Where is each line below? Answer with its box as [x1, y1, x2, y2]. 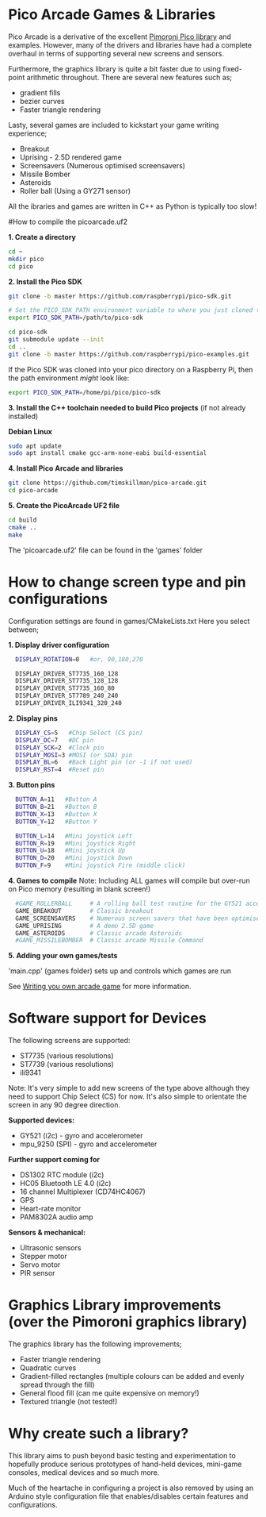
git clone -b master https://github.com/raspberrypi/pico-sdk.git [8, 292, 232, 300]
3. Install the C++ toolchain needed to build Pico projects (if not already [8, 402, 246, 412]
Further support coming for [8, 1155, 101, 1165]
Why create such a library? [8, 1425, 189, 1442]
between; [8, 625, 40, 634]
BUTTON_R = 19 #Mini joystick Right [15, 839, 136, 847]
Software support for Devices [8, 1010, 207, 1027]
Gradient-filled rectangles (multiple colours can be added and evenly [19, 1372, 245, 1381]
